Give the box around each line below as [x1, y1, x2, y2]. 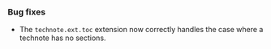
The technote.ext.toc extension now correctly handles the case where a [19, 25, 264, 35]
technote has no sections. [19, 33, 106, 43]
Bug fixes [7, 6, 46, 18]
